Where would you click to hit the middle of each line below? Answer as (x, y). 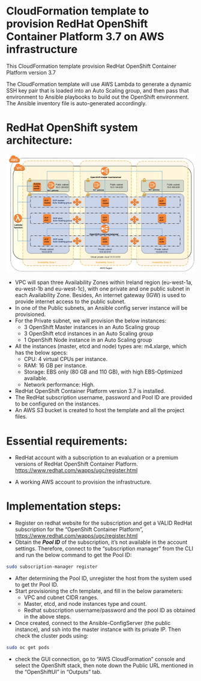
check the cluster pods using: (52, 636)
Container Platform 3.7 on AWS (85, 37)
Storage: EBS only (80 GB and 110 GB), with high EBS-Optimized (103, 372)
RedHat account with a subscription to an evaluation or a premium (97, 458)
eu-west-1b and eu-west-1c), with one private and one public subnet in (102, 289)
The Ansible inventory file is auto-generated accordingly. (76, 103)
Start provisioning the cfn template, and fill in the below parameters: (99, 591)
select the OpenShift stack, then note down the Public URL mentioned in (104, 665)
